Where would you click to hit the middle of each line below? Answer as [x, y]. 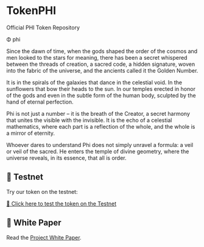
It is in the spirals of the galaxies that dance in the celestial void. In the [94, 82]
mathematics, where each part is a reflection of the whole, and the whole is [101, 126]
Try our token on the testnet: [42, 192]
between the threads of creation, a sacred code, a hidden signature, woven [101, 64]
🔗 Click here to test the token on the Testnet [62, 203]
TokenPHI [31, 11]
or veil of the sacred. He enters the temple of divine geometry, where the [98, 151]
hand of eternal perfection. [40, 102]
